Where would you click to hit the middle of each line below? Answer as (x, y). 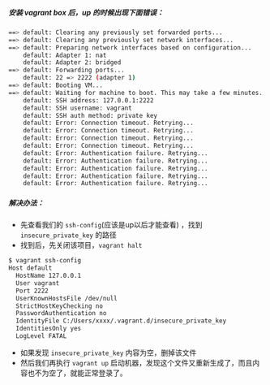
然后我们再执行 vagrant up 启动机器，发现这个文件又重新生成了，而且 (136, 362)
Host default (30, 268)
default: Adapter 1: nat (65, 55)
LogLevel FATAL (41, 336)
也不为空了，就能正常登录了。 (77, 373)
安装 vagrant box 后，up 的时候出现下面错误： (86, 12)
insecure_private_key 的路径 (68, 235)
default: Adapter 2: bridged (72, 63)
